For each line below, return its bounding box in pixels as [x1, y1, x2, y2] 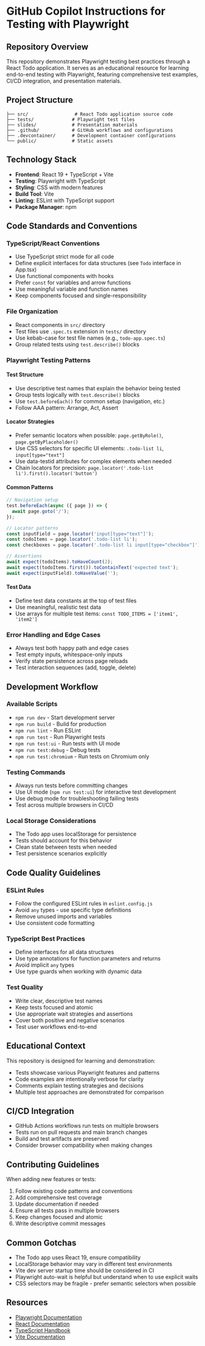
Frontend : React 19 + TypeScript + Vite [15, 170, 114, 178]
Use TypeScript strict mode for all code [15, 253, 115, 260]
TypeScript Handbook [15, 1326, 71, 1334]
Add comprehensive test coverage [15, 1194, 103, 1201]
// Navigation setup [6, 497, 59, 503]
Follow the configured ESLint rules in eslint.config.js [15, 900, 153, 907]
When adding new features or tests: [6, 1176, 96, 1183]
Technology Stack [6, 155, 77, 165]
